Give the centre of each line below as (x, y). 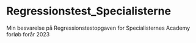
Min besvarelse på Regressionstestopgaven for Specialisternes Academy (98, 28)
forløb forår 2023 (28, 34)
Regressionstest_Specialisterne (89, 11)
